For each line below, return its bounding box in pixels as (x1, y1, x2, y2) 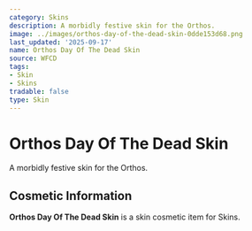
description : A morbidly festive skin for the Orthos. (9, 21, 216, 30)
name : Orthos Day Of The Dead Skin (9, 46, 141, 55)
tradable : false (9, 87, 69, 96)
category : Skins (9, 12, 69, 22)
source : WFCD (9, 54, 57, 63)
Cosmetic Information (9, 188, 133, 204)
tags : (9, 63, 29, 72)
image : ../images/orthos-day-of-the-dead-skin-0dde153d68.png (9, 29, 243, 38)
